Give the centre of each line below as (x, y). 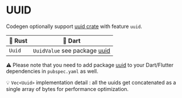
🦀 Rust (18, 40)
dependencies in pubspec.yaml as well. (52, 71)
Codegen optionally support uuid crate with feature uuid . (74, 26)
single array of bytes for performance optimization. (67, 89)
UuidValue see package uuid (72, 50)
